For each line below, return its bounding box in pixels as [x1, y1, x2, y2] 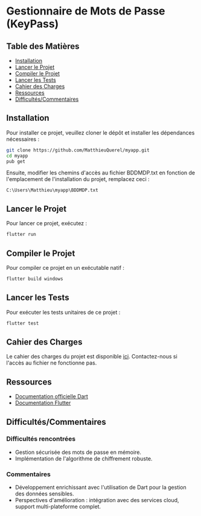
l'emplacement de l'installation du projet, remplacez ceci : [6, 176, 150, 183]
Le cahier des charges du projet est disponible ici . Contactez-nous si [6, 353, 178, 360]
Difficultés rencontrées [6, 435, 76, 443]
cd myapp [6, 153, 28, 159]
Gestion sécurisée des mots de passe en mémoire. [14, 448, 142, 456]
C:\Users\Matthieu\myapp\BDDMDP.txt [6, 187, 98, 194]
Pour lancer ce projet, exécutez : [6, 220, 88, 227]
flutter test [6, 320, 39, 326]
